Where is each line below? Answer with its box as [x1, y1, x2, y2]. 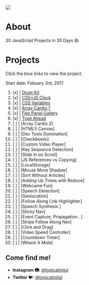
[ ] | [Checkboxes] [12, 136, 49, 142]
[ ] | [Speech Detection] [12, 188, 60, 193]
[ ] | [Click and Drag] [12, 224, 54, 230]
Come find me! [5, 254, 51, 262]
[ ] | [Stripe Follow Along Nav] [12, 219, 72, 225]
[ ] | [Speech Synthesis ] [12, 203, 61, 209]
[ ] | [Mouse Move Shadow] [12, 167, 67, 173]
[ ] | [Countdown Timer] [12, 234, 60, 240]
